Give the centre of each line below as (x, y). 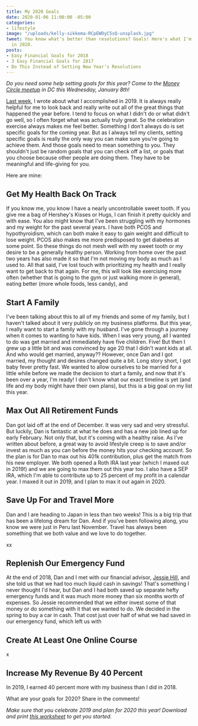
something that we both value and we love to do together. (76, 533)
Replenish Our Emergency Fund (66, 564)
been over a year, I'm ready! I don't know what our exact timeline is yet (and (98, 380)
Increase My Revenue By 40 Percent (74, 673)
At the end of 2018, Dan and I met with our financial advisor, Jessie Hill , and (98, 577)
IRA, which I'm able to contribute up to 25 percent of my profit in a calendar (98, 475)
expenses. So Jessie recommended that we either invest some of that (91, 603)
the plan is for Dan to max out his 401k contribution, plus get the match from (99, 456)
